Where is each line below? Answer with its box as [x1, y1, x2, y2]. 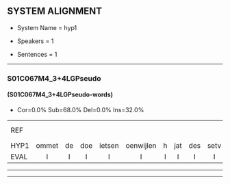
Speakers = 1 [16, 37, 54, 45]
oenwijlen [125, 140, 157, 150]
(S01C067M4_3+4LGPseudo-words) [7, 90, 114, 98]
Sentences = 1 [16, 50, 57, 58]
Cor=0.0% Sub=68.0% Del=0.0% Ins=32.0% [16, 105, 144, 114]
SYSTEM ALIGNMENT [7, 5, 103, 17]
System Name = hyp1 [16, 23, 77, 31]
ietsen [99, 140, 119, 150]
